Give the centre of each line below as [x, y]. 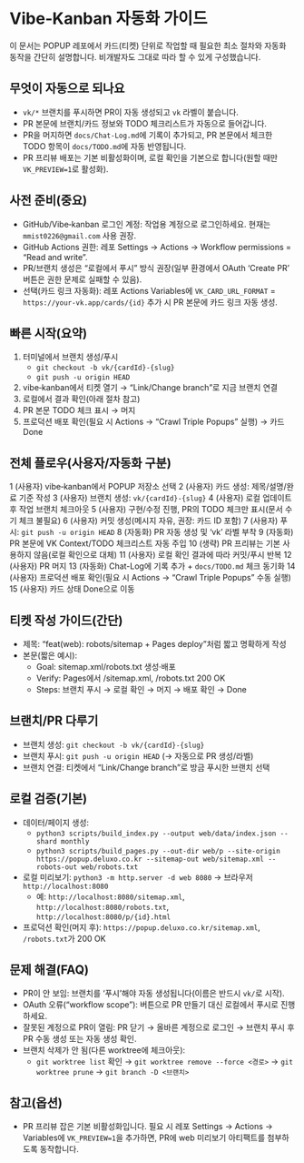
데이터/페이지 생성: [55, 822]
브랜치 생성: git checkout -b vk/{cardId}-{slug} [113, 744]
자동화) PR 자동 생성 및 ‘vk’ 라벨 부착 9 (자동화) [210, 532]
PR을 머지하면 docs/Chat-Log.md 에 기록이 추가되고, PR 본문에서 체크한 [147, 135]
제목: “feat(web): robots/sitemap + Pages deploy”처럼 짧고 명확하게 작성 [155, 644]
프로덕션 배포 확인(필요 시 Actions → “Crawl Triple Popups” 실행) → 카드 [153, 422]
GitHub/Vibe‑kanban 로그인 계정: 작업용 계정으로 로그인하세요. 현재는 [147, 224]
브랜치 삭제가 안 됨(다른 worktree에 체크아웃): [104, 1050]
